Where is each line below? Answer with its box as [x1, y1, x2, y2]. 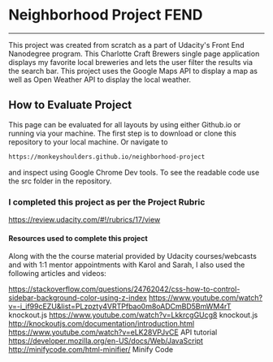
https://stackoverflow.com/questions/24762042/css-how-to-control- [8, 284, 240, 294]
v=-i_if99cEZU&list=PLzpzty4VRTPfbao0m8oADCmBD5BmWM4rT [8, 302, 232, 312]
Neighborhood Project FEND [8, 6, 203, 24]
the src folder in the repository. [8, 176, 112, 186]
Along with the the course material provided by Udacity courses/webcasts [8, 252, 258, 261]
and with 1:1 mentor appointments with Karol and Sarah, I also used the [8, 260, 245, 269]
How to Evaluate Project [8, 98, 132, 112]
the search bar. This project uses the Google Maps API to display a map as [8, 66, 258, 75]
